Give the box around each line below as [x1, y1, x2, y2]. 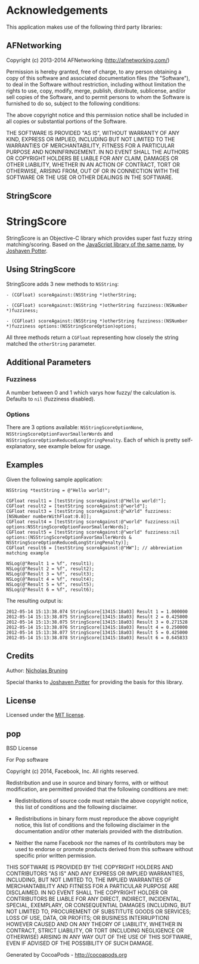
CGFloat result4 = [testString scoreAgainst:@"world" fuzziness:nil [6, 519, 180, 525]
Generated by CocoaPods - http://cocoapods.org [6, 951, 127, 959]
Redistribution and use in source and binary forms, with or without [6, 780, 169, 787]
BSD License [6, 744, 38, 752]
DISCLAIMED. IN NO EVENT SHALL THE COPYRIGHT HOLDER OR [6, 889, 168, 896]
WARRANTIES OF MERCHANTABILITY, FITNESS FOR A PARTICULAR [6, 141, 175, 149]
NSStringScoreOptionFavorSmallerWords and [6, 430, 113, 437]
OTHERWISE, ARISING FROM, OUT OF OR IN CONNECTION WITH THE [6, 167, 180, 174]
